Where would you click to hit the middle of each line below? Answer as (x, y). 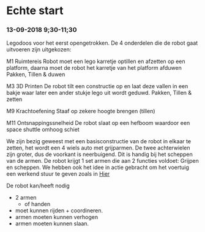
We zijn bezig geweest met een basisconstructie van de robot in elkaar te (99, 141)
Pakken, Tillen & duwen (36, 75)
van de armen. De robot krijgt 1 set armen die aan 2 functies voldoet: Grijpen (102, 161)
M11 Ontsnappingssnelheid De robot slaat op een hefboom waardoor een (98, 123)
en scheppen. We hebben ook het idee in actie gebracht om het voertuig (98, 167)
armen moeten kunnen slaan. (52, 223)
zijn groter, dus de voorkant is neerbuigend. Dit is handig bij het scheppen (99, 154)
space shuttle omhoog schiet (43, 130)
